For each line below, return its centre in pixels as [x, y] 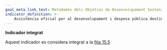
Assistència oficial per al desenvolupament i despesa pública [81, 19]
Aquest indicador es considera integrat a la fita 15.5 [58, 42]
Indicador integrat [24, 33]
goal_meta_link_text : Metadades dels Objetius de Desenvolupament [75, 10]
